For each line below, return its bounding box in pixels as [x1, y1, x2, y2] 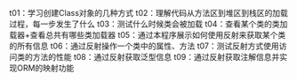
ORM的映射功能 [16, 63, 75, 73]
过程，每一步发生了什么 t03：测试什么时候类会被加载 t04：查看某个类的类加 [9, 18, 288, 29]
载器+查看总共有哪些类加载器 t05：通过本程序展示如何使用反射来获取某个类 [9, 30, 286, 40]
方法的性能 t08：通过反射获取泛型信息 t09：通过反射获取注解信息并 [32, 52, 280, 62]
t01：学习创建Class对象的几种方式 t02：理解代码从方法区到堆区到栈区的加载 [9, 8, 289, 18]
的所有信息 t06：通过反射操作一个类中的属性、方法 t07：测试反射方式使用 [9, 40, 280, 51]
